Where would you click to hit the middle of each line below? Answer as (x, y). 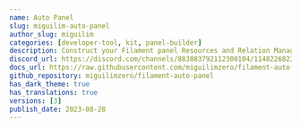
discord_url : (34, 59)
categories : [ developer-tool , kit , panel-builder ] (106, 42)
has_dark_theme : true (50, 84)
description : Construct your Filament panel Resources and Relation (140, 51)
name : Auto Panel (42, 17)
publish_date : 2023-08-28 (57, 109)
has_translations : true (54, 92)
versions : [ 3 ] (36, 101)
